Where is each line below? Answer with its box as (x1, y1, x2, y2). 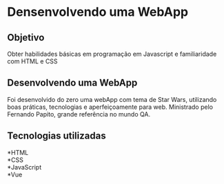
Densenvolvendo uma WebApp (7, 4, 188, 20)
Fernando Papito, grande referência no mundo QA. (7, 110, 150, 118)
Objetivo (7, 32, 45, 43)
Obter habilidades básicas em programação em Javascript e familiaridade (7, 50, 217, 58)
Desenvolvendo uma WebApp (7, 77, 138, 89)
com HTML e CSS (7, 57, 58, 65)
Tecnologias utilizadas (7, 130, 106, 142)
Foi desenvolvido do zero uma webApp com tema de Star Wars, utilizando (7, 95, 217, 103)
